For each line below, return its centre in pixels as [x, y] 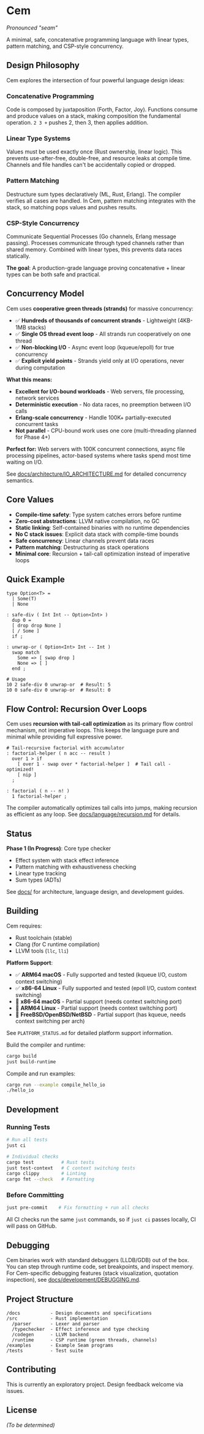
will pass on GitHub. [32, 1226]
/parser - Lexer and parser [56, 1324]
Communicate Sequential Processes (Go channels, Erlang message [91, 236]
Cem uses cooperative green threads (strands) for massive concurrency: [100, 308]
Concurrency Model [45, 294]
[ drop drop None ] [37, 626]
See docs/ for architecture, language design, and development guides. [96, 892]
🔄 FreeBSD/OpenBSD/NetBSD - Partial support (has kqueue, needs [100, 1014]
